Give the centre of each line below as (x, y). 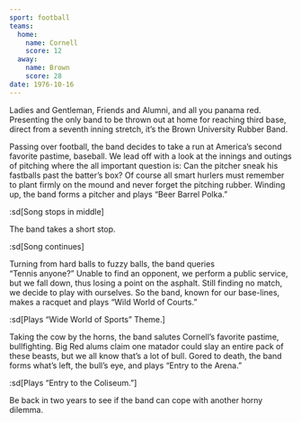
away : (28, 59)
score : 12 (44, 51)
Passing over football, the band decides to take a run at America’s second (146, 146)
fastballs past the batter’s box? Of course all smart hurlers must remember (147, 175)
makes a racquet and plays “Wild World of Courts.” (103, 302)
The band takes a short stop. (62, 229)
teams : (22, 26)
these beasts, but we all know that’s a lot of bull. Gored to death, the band (146, 356)
